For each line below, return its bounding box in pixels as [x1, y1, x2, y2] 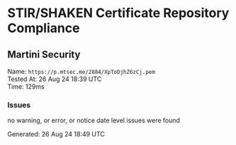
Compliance [7, 20, 80, 36]
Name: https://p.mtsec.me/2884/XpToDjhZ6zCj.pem [7, 68, 156, 75]
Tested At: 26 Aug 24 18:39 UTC [7, 75, 102, 83]
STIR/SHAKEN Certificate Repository [7, 5, 230, 21]
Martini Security [7, 48, 81, 60]
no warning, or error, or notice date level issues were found [7, 116, 181, 125]
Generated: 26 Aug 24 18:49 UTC [7, 130, 105, 139]
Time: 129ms [7, 82, 45, 90]
